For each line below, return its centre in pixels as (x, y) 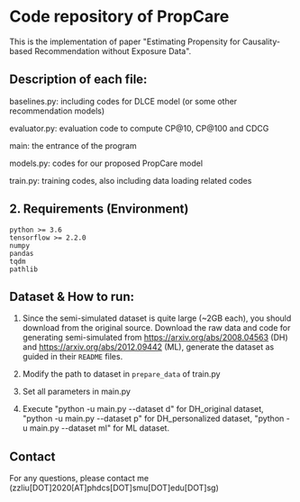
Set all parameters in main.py (76, 392)
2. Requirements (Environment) (99, 209)
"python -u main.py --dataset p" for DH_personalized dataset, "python (153, 419)
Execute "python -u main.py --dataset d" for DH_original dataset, (143, 409)
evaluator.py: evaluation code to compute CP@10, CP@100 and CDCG (139, 128)
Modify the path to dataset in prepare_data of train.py (121, 374)
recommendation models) (57, 111)
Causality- (261, 41)
